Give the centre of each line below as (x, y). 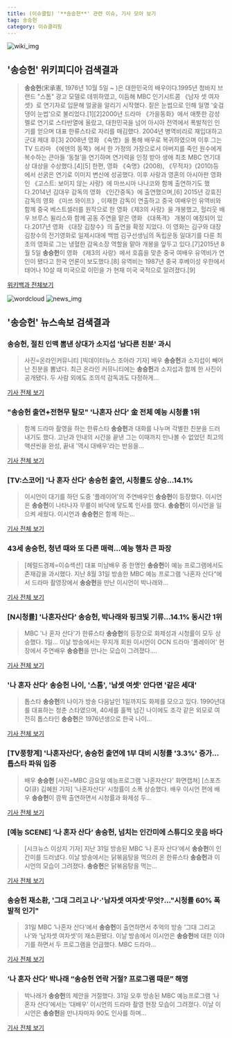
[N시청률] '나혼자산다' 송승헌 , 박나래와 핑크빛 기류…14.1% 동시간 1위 (115, 617)
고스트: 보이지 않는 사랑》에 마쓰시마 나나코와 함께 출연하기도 (120, 183)
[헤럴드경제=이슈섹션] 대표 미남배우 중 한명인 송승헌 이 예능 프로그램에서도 (124, 565)
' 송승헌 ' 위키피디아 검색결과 (63, 70)
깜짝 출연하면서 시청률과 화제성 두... (104, 797)
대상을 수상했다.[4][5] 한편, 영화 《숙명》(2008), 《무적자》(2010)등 (125, 166)
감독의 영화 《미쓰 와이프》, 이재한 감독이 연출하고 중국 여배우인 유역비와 (123, 201)
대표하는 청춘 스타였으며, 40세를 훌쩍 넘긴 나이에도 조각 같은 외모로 (122, 710)
